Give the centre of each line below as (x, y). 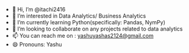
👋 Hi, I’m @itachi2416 (39, 9)
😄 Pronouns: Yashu (37, 44)
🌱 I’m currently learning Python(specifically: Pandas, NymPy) (89, 22)
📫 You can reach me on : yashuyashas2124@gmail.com (83, 36)
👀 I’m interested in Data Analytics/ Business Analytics (79, 16)
